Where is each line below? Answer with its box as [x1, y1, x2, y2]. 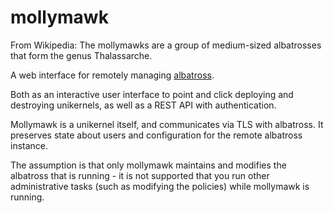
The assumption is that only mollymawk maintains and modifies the [10, 159, 287, 171]
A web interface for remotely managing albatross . [10, 69, 215, 81]
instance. [10, 139, 49, 151]
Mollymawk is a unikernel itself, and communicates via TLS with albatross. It [10, 118, 324, 130]
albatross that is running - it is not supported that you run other [10, 169, 270, 181]
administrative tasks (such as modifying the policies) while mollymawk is [10, 180, 310, 192]
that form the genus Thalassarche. [10, 49, 153, 61]
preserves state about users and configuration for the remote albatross [10, 129, 303, 141]
